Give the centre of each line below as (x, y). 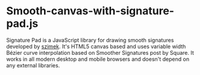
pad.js (22, 24)
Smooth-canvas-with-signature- (90, 11)
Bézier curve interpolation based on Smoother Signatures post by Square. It (100, 52)
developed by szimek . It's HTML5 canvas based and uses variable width (96, 46)
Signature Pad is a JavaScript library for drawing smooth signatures (90, 40)
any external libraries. (33, 65)
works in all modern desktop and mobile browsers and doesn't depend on (98, 59)
